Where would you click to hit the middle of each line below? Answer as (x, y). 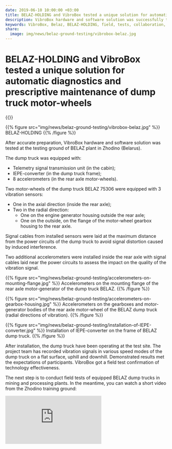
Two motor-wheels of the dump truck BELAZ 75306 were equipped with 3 (83, 189)
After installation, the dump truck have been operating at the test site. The (83, 346)
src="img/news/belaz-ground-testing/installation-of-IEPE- (90, 325)
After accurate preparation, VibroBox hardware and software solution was (83, 142)
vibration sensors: (24, 194)
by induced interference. (31, 247)
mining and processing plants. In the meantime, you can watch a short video (86, 383)
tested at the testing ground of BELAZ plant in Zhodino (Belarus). (73, 148)
